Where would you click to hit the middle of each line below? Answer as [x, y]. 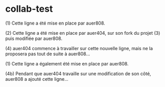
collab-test [29, 9]
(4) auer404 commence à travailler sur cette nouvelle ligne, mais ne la [79, 48]
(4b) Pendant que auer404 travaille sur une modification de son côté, [78, 73]
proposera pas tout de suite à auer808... [48, 54]
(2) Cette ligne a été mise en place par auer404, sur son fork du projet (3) [83, 33]
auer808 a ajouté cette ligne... [37, 79]
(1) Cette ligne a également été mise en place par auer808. [67, 63]
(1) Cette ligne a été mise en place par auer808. [55, 23]
